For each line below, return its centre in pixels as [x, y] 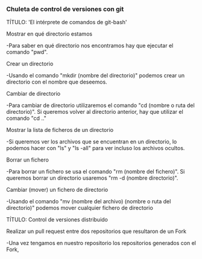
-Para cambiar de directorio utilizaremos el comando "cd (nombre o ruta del [100, 105]
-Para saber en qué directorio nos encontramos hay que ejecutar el [90, 46]
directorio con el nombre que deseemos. [57, 82]
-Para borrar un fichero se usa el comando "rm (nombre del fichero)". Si [96, 172]
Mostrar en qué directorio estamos [49, 34]
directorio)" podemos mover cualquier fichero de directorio [80, 208]
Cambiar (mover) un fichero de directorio [57, 190]
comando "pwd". [27, 52]
